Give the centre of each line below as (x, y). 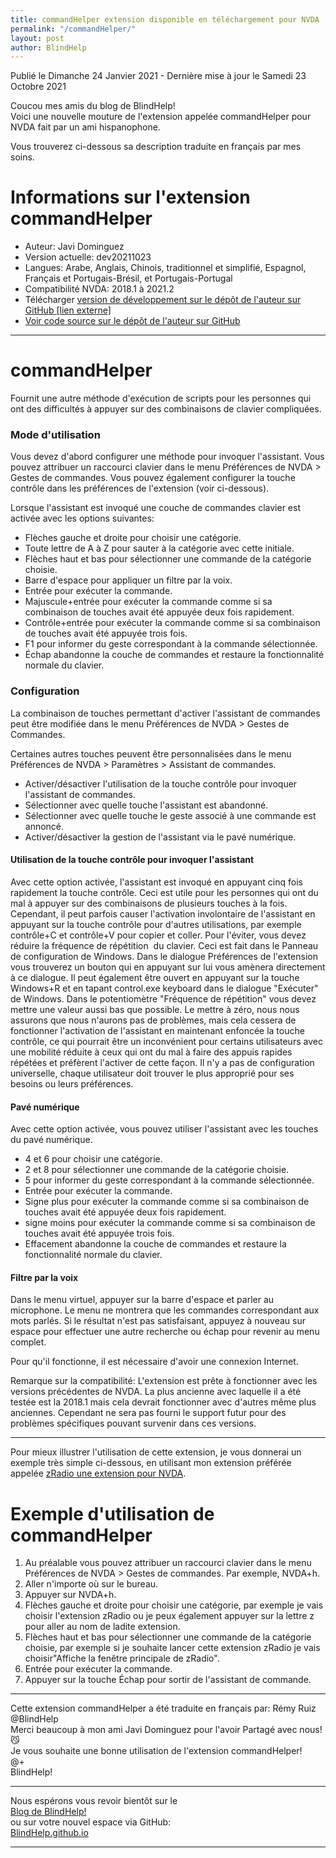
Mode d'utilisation (55, 435)
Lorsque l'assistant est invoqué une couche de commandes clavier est (155, 508)
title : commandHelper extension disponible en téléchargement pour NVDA (165, 19)
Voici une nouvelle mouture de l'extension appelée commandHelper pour (161, 117)
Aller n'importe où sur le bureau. (91, 1584)
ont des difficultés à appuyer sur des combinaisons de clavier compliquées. (166, 409)
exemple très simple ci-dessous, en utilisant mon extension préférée (151, 1463)
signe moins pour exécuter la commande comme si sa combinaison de (170, 1223)
